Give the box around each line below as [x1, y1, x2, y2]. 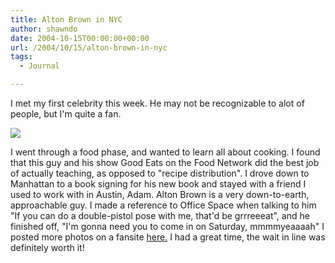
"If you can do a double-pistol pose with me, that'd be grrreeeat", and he [10, 210, 310, 221]
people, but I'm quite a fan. [10, 108, 122, 120]
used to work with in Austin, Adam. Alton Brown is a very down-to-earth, [10, 189, 310, 200]
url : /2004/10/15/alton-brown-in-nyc [10, 42, 168, 53]
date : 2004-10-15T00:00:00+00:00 [10, 33, 150, 43]
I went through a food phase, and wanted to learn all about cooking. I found [10, 146, 321, 158]
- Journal [19, 61, 60, 71]
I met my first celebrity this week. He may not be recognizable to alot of [10, 97, 305, 109]
